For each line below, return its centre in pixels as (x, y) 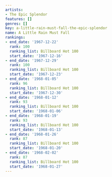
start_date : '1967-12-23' (36, 74)
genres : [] (16, 24)
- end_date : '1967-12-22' (32, 42)
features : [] (19, 19)
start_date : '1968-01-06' (36, 111)
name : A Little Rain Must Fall (37, 33)
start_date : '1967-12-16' (36, 56)
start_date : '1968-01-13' (36, 129)
